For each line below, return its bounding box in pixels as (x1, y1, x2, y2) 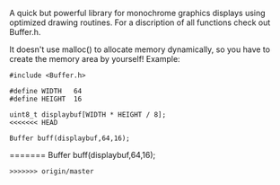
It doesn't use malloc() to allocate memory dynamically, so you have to (9, 44, 271, 55)
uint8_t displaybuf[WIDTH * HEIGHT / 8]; (9, 110, 167, 119)
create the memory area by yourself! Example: (9, 54, 181, 64)
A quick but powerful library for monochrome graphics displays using (9, 8, 267, 18)
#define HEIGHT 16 (9, 94, 83, 103)
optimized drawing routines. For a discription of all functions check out (9, 17, 271, 28)
